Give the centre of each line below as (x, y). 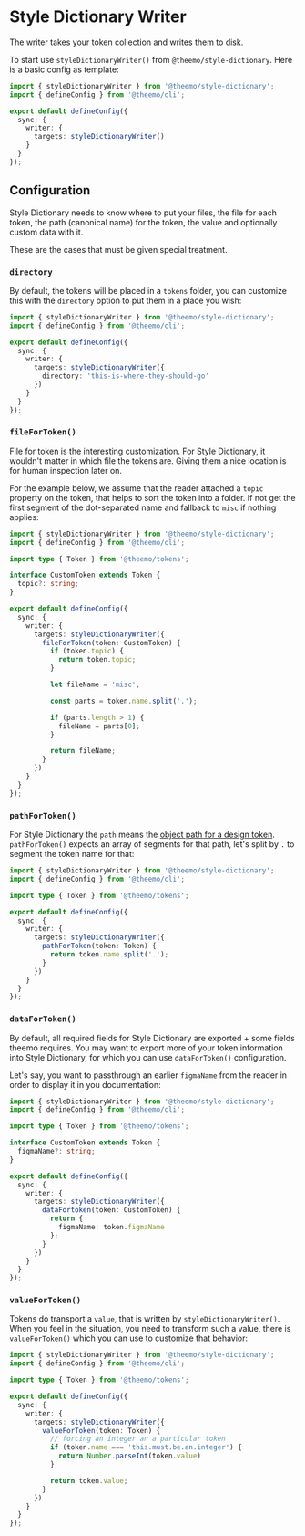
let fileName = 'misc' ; (95, 685)
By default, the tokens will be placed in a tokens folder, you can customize (148, 290)
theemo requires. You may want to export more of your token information (147, 1048)
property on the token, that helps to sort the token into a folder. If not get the (152, 497)
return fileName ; (83, 751)
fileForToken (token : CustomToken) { (112, 643)
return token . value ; (89, 1480)
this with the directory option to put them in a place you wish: (126, 300)
